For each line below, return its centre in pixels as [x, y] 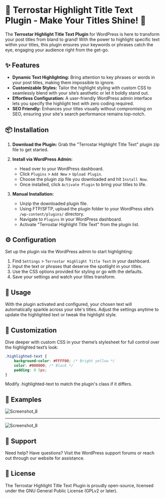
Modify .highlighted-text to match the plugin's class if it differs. [69, 384]
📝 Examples [23, 399]
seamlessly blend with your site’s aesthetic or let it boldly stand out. [81, 93]
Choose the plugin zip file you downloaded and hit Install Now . [84, 179]
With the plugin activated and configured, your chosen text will [69, 304]
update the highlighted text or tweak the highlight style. [61, 315]
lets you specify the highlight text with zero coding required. [73, 103]
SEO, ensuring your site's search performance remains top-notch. [79, 114]
